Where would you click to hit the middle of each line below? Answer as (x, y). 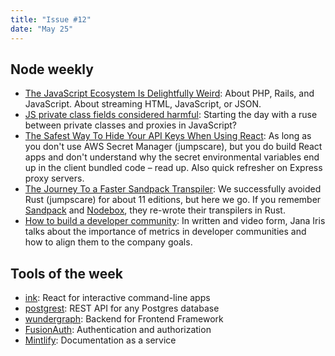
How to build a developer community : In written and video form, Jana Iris (175, 221)
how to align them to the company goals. (108, 242)
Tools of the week (66, 273)
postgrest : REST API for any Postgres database (122, 308)
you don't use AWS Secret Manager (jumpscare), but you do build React (173, 147)
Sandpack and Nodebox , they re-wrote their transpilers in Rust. (155, 210)
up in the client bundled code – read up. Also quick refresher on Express (173, 168)
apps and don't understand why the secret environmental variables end (172, 157)
